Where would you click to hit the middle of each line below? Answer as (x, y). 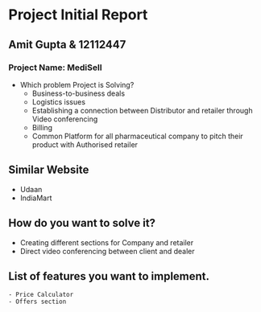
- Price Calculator (41, 295)
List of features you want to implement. (109, 276)
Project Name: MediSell (55, 68)
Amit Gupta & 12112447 (67, 45)
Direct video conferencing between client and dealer (107, 251)
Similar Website (49, 170)
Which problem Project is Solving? (77, 84)
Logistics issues (59, 101)
